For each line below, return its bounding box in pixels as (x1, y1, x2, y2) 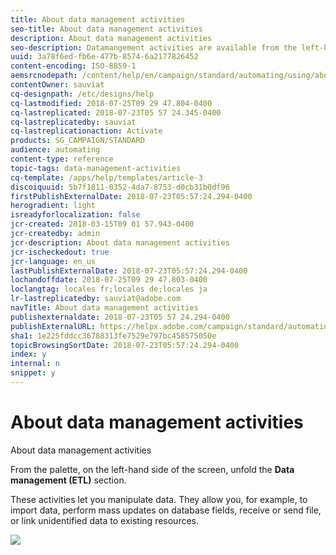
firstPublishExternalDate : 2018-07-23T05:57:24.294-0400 (10, 191, 253, 201)
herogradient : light (10, 201, 97, 211)
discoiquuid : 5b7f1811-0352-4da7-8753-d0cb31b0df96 (10, 182, 230, 192)
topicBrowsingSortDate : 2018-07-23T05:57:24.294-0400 (10, 340, 240, 350)
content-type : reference (10, 154, 114, 164)
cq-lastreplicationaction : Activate (10, 126, 163, 136)
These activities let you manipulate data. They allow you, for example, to (10, 493, 308, 505)
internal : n (10, 359, 60, 369)
